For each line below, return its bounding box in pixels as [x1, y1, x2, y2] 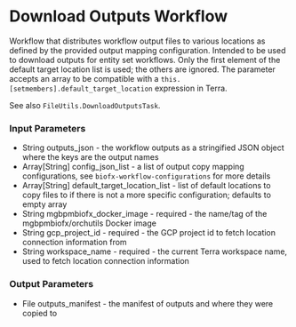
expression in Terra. [154, 83, 228, 93]
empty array [21, 199, 68, 210]
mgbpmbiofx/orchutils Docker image [21, 218, 157, 228]
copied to [21, 307, 58, 318]
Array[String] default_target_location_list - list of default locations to [21, 180, 271, 191]
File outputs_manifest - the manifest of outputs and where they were [21, 298, 274, 308]
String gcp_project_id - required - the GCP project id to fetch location [21, 227, 276, 238]
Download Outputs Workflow [9, 6, 228, 27]
